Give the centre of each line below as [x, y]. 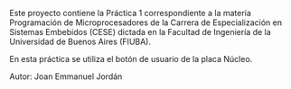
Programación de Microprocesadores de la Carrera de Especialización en [146, 22]
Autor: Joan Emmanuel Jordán [66, 76]
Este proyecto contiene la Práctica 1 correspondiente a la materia [130, 13]
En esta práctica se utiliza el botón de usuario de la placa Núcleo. [131, 59]
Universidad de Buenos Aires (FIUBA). [80, 41]
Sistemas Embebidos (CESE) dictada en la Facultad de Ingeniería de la [140, 32]
